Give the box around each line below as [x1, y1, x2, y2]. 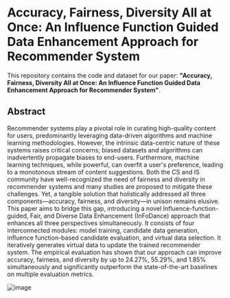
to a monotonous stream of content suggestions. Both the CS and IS [7, 168, 200, 176]
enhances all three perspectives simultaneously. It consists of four [7, 218, 195, 227]
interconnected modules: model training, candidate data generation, [7, 226, 200, 234]
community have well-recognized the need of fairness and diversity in [7, 175, 205, 183]
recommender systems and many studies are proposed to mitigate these [7, 182, 213, 190]
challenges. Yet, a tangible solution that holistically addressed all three [7, 190, 206, 198]
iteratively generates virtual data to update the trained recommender [7, 240, 201, 249]
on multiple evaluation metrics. [7, 270, 94, 278]
